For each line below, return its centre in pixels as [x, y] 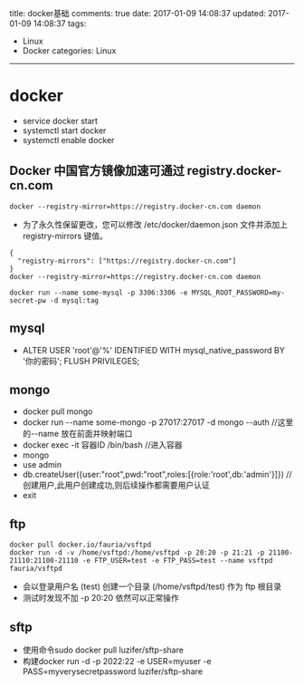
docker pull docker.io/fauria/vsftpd [81, 545]
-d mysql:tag [74, 300]
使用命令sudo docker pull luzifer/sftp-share [103, 650]
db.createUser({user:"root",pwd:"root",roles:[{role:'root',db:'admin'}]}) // [157, 475]
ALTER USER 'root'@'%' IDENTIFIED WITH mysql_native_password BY [153, 350]
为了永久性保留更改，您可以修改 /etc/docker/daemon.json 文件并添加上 [155, 224]
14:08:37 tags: [60, 24]
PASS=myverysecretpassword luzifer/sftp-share [113, 672]
